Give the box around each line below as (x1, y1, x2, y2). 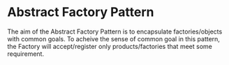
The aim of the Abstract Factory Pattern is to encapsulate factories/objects (7, 27, 223, 36)
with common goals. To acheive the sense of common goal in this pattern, (7, 34, 220, 43)
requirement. (7, 50, 44, 58)
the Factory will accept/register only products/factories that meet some (7, 42, 213, 50)
